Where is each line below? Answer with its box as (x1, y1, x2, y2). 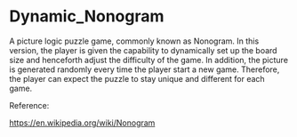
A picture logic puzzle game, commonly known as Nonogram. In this (9, 36, 260, 46)
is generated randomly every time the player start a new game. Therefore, (9, 64, 280, 75)
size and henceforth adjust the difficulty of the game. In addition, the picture (9, 54, 289, 65)
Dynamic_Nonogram (9, 6, 165, 27)
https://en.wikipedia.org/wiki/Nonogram (9, 117, 156, 128)
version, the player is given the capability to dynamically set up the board (9, 44, 277, 55)
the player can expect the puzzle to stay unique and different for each (9, 73, 265, 84)
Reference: (9, 100, 50, 110)
